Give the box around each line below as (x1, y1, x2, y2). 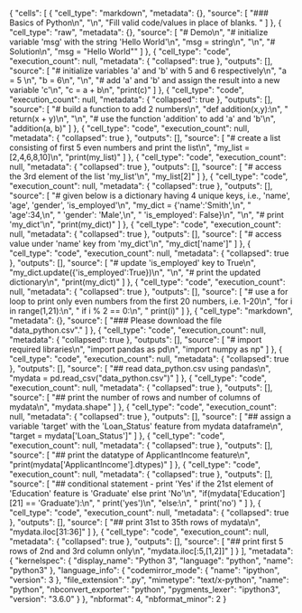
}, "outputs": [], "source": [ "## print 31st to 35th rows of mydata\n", (9, 517, 261, 527)
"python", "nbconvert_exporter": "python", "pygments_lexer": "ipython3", (9, 584, 281, 595)
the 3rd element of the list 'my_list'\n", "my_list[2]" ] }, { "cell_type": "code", (9, 171, 288, 182)
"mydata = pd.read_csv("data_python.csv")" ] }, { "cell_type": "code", (9, 373, 268, 383)
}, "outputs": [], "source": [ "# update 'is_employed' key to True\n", (9, 258, 257, 268)
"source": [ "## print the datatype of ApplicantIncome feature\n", (9, 449, 251, 460)
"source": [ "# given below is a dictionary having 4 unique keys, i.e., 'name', (9, 190, 290, 201)
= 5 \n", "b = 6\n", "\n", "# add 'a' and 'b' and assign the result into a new (9, 75, 280, 85)
